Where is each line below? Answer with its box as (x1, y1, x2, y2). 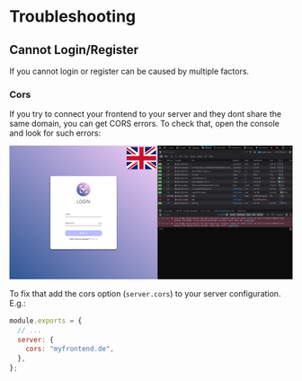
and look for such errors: (9, 128, 102, 138)
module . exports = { (9, 316, 83, 325)
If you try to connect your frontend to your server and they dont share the (9, 109, 281, 120)
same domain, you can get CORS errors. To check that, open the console (9, 119, 280, 129)
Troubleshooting (9, 6, 137, 27)
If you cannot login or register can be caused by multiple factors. (9, 66, 250, 76)
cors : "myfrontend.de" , (25, 344, 115, 354)
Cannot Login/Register (9, 42, 139, 58)
